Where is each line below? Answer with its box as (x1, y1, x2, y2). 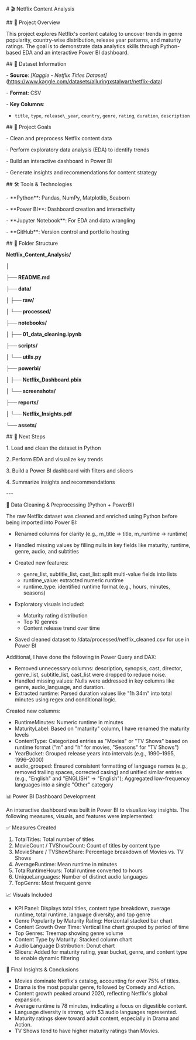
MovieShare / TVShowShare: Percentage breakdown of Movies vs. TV (14, 848, 184, 855)
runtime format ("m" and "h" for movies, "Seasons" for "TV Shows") (14, 744, 180, 751)
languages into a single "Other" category (14, 781, 114, 788)
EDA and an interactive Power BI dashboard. (22, 49, 129, 56)
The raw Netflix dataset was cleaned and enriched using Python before (6, 513, 178, 519)
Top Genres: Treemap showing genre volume (14, 930, 124, 937)
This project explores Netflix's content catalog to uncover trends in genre (6, 31, 183, 37)
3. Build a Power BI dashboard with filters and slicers (6, 467, 133, 474)
